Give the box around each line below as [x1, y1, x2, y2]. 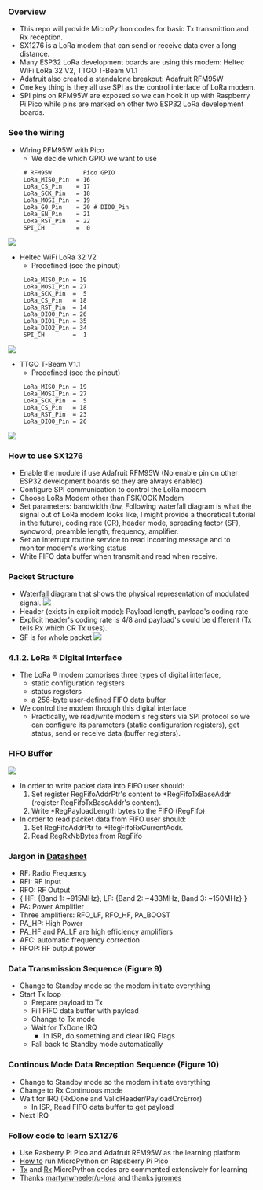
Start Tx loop [19, 990, 61, 999]
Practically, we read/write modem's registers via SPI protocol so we [31, 712, 250, 722]
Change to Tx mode [31, 1015, 96, 1024]
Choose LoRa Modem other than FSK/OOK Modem [19, 493, 184, 502]
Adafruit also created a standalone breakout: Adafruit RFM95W [19, 74, 224, 84]
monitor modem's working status [19, 543, 127, 553]
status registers [31, 687, 82, 696]
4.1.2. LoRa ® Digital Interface [8, 652, 122, 663]
